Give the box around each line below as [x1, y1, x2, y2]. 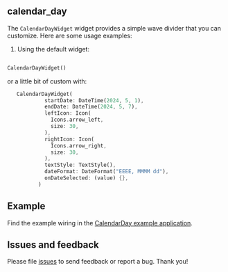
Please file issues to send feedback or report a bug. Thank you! [7, 257, 188, 266]
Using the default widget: [17, 45, 90, 53]
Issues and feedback [7, 239, 99, 251]
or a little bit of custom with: [7, 77, 87, 86]
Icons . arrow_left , [51, 116, 104, 124]
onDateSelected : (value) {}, [44, 175, 129, 182]
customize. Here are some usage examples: [7, 31, 133, 40]
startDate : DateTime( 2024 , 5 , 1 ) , [44, 97, 144, 104]
